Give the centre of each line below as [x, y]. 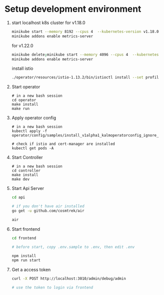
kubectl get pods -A [33, 148]
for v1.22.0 [23, 46]
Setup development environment [73, 9]
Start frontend [26, 229]
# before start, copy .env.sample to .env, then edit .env [73, 247]
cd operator [24, 100]
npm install [24, 256]
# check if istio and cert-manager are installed [63, 144]
